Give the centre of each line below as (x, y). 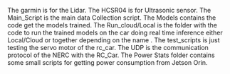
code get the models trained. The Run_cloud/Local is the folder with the (112, 25)
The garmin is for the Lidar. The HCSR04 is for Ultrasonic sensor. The (109, 10)
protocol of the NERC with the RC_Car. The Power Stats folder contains (111, 55)
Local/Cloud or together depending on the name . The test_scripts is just (114, 40)
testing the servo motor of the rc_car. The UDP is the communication (108, 48)
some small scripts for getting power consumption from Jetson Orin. (108, 62)
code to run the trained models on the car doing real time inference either (115, 32)
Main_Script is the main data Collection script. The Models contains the (112, 18)
